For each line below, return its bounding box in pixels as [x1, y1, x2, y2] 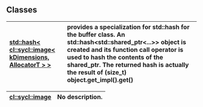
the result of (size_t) [66, 68, 127, 76]
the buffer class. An [66, 30, 126, 39]
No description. [57, 92, 103, 101]
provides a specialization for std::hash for [66, 22, 190, 31]
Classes [6, 5, 37, 15]
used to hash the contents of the [66, 53, 164, 61]
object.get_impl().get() [66, 76, 134, 84]
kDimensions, [9, 53, 50, 61]
